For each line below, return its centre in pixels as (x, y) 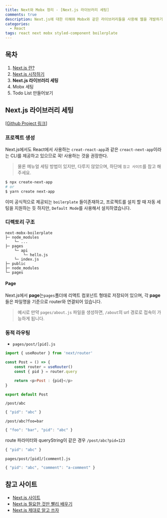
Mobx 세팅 (23, 86)
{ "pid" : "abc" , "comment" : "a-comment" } (50, 468)
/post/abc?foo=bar (24, 421)
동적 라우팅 (18, 333)
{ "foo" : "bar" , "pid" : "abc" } (39, 430)
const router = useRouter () (43, 367)
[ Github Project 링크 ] (26, 123)
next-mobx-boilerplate (29, 233)
